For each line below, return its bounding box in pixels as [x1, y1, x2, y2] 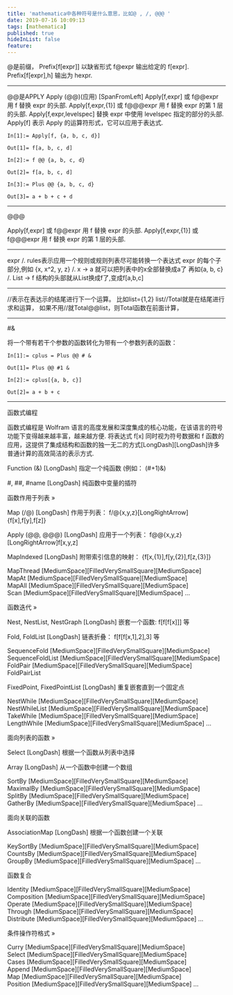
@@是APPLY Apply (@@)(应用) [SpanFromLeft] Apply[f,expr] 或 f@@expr [7, 92, 219, 101]
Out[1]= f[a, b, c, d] [7, 145, 73, 152]
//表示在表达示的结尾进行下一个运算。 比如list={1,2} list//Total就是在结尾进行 [7, 295, 225, 303]
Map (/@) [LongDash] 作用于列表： [7, 508, 107, 517]
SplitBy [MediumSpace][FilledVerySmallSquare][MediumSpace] [7, 792, 189, 800]
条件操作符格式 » [7, 929, 55, 937]
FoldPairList [7, 669, 42, 677]
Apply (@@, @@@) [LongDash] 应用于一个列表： [7, 531, 148, 539]
